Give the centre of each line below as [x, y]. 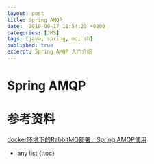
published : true [30, 45]
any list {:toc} [36, 153]
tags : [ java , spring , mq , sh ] [50, 39]
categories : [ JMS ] [33, 33]
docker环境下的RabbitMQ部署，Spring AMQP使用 [77, 139]
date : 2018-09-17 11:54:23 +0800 [56, 26]
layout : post [26, 13]
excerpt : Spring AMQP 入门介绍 [50, 52]
